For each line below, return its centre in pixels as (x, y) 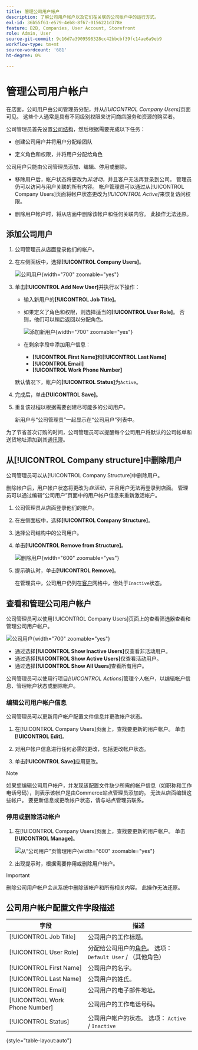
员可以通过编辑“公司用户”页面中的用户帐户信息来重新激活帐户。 (83, 496)
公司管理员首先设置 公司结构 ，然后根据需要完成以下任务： (76, 129)
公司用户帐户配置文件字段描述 (60, 908)
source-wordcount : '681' (37, 50)
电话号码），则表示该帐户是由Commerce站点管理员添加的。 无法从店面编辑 (96, 793)
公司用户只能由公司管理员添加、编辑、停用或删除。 (68, 166)
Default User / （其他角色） (126, 957)
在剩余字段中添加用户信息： (57, 344)
